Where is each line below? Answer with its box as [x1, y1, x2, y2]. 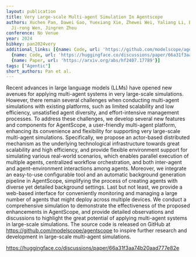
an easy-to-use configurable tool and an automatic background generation [6, 171, 185, 178]
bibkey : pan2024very [6, 41, 57, 47]
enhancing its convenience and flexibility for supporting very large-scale [6, 128, 181, 135]
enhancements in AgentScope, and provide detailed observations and [6, 209, 174, 216]
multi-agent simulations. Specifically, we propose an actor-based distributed [6, 134, 190, 141]
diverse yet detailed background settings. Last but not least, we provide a [6, 183, 183, 190]
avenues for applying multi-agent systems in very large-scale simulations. [6, 91, 184, 98]
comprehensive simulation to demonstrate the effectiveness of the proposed [6, 202, 190, 209]
